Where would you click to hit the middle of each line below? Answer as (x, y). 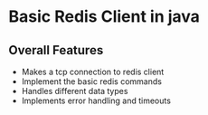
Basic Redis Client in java (104, 17)
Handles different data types (75, 91)
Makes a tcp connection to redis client (93, 72)
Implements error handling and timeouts (96, 101)
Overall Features (56, 50)
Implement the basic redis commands (91, 81)
